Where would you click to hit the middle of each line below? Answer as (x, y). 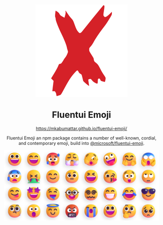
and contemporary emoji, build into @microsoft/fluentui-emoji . (81, 143)
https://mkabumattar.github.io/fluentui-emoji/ (81, 128)
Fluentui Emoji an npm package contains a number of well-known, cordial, (81, 138)
